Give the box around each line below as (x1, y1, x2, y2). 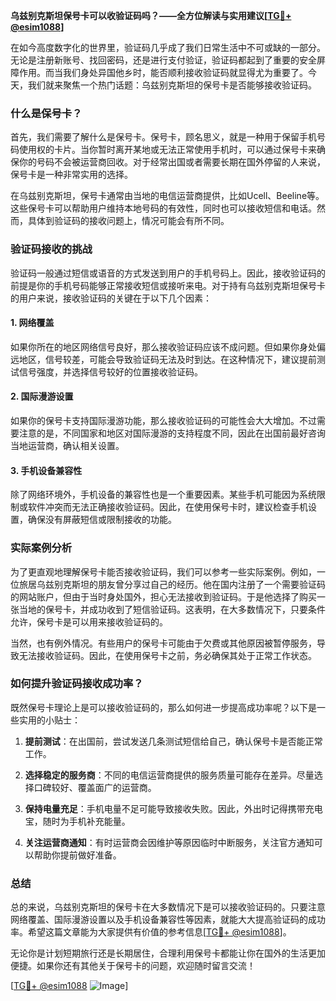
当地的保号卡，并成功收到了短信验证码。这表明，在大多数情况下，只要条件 (18, 603, 326, 615)
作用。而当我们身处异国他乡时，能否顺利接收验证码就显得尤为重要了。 (18, 67, 308, 78)
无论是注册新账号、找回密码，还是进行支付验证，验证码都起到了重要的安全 (10, 54, 317, 66)
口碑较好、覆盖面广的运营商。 (33, 781, 157, 793)
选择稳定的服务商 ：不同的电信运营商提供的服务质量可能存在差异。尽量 (24, 769, 315, 781)
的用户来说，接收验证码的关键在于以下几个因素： (10, 292, 212, 304)
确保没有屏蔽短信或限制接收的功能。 (27, 514, 177, 526)
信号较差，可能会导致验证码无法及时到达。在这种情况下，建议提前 (44, 353, 317, 365)
